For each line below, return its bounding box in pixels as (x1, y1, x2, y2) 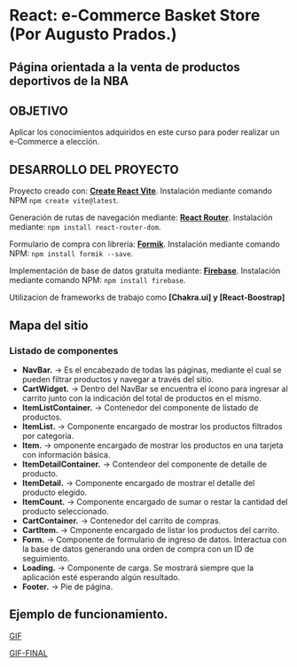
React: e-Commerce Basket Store (9, 5, 261, 26)
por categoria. (21, 430, 74, 441)
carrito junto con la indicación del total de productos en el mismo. (21, 392, 262, 404)
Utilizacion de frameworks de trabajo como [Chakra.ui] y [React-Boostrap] (9, 292, 285, 302)
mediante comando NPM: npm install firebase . (9, 275, 186, 286)
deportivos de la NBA (9, 73, 129, 89)
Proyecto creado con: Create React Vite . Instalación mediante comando (9, 185, 273, 196)
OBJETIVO (9, 103, 69, 118)
